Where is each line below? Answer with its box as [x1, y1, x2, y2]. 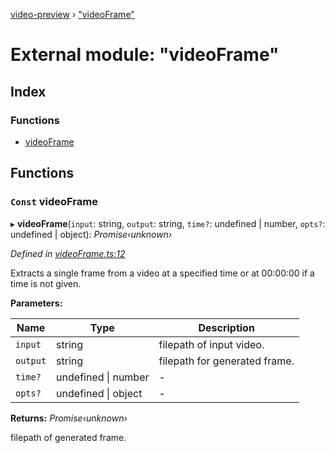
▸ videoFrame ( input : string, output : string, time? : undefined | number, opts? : [10, 217, 326, 229]
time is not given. [10, 277, 82, 289]
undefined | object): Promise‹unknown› [10, 228, 173, 240]
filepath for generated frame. [158, 354, 295, 368]
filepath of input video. [158, 337, 265, 351]
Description [198, 320, 255, 334]
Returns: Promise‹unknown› [10, 412, 128, 424]
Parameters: [10, 297, 63, 309]
